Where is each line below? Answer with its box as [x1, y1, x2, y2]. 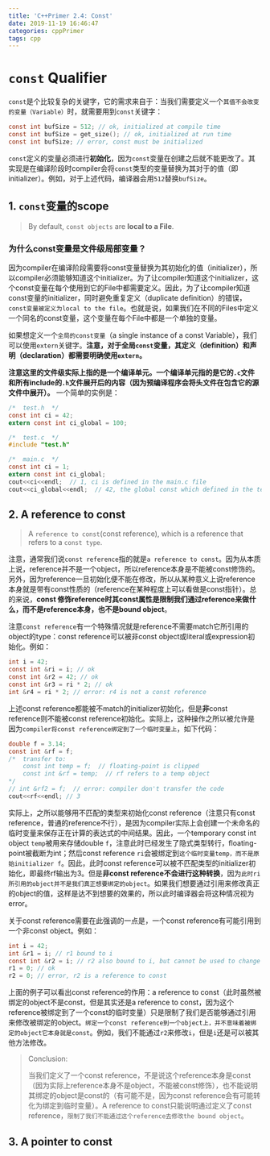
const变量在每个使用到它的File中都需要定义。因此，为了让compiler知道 [14, 283, 251, 293]
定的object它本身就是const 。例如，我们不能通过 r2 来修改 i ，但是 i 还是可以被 [8, 1028, 252, 1037]
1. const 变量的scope [8, 199, 109, 214]
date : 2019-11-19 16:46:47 [8, 19, 99, 27]
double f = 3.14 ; [8, 739, 67, 748]
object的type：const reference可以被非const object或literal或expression [8, 632, 248, 642]
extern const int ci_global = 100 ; [8, 418, 128, 427]
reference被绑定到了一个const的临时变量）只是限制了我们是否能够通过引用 [8, 1008, 256, 1017]
